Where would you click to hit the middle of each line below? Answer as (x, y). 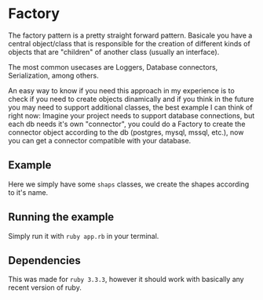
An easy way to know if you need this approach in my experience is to (122, 90)
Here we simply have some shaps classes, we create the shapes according (129, 184)
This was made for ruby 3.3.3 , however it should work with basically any (126, 280)
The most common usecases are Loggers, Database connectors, (113, 67)
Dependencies (44, 260)
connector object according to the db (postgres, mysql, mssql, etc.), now (126, 132)
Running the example (61, 217)
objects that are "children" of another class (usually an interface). (114, 52)
